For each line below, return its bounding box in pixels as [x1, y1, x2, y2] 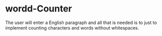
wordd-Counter [5, 3, 72, 14]
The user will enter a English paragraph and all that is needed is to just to [5, 19, 157, 25]
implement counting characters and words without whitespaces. [5, 24, 139, 30]
